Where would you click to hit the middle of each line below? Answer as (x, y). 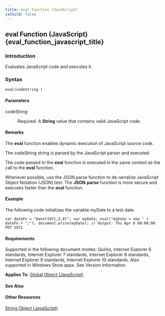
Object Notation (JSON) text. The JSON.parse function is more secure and (81, 182)
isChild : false (21, 14)
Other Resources (23, 297)
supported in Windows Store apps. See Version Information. (66, 265)
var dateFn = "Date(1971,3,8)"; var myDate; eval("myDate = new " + (77, 219)
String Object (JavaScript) (32, 308)
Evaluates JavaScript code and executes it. (49, 67)
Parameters (17, 101)
